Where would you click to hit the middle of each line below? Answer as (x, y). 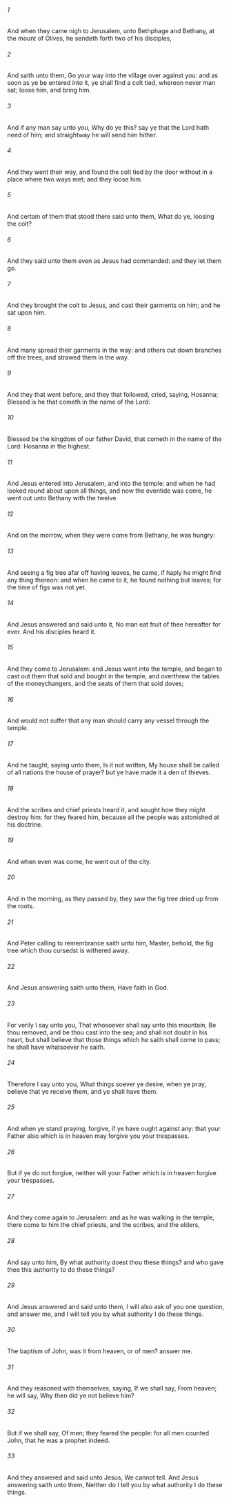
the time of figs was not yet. (47, 587)
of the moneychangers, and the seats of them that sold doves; (96, 684)
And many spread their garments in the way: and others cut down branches (114, 350)
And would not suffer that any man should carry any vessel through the (108, 720)
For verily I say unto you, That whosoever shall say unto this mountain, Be (112, 1025)
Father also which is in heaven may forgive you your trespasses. (98, 1136)
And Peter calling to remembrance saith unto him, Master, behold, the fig (110, 943)
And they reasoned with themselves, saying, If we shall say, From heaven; (112, 1388)
